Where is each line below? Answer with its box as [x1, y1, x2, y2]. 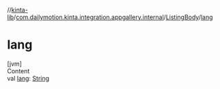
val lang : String [7, 74, 50, 82]
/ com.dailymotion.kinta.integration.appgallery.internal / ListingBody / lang [13, 13, 213, 21]
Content [7, 66, 30, 75]
